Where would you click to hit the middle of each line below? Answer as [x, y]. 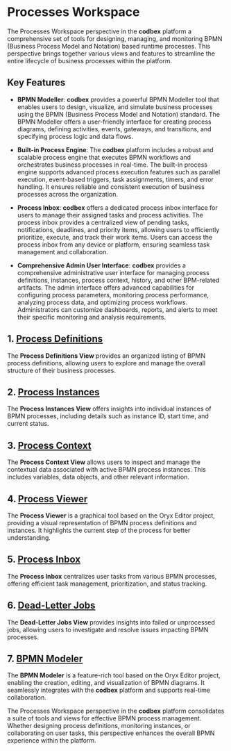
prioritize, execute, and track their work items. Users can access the [115, 237]
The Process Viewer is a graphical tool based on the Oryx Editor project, [111, 515]
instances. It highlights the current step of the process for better [99, 530]
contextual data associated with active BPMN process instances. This [106, 470]
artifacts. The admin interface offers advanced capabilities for [106, 287]
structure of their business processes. [61, 370]
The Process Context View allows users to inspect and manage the [104, 462]
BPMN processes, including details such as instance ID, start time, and [108, 416]
